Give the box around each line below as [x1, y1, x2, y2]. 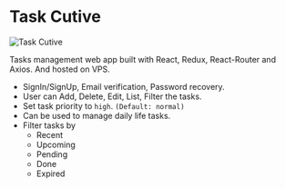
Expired [36, 168, 66, 179]
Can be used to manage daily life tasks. [22, 110, 171, 121]
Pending [36, 148, 68, 160]
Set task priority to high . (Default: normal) [22, 100, 185, 111]
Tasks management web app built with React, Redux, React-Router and [9, 54, 276, 64]
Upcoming [36, 139, 76, 150]
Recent [36, 129, 64, 140]
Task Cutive [9, 6, 102, 27]
